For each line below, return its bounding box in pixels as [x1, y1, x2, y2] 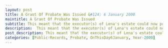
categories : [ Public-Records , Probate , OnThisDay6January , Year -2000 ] [5, 35, 155, 40]
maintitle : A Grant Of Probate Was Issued [5, 16, 95, 21]
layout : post [5, 7, 32, 12]
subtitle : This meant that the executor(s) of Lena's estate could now [5, 21, 157, 26]
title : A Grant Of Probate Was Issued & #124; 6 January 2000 [5, 12, 135, 17]
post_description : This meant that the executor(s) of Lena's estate [5, 30, 153, 35]
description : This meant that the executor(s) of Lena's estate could [5, 26, 157, 31]
